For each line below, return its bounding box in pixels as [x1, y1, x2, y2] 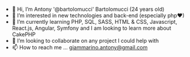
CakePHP [11, 31, 36, 38]
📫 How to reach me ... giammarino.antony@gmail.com [11, 44, 148, 50]
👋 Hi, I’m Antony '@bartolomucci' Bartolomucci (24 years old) [11, 6, 165, 12]
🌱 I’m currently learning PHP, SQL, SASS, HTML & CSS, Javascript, [11, 18, 177, 25]
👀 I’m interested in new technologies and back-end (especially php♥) [11, 12, 185, 19]
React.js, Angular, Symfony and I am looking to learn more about [11, 24, 171, 31]
